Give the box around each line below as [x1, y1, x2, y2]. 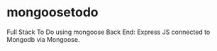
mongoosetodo [6, 4, 99, 21]
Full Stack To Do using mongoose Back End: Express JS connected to [6, 28, 211, 36]
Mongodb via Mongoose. [6, 35, 80, 43]
